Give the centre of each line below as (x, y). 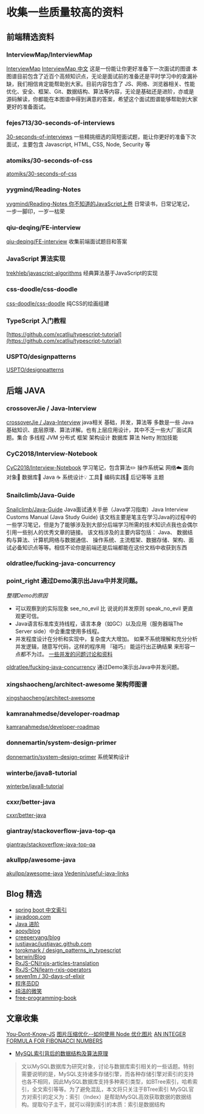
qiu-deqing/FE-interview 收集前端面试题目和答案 (67, 242)
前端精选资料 (30, 37)
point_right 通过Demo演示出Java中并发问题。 (74, 581)
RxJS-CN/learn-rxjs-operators (53, 970)
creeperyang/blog (38, 937)
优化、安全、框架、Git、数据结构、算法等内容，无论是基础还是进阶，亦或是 (100, 91)
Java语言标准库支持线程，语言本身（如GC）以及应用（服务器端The (99, 623)
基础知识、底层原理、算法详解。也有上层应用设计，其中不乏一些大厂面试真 (99, 429)
